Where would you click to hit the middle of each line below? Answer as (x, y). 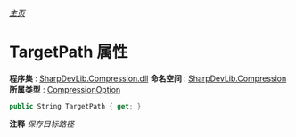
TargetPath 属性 (69, 52)
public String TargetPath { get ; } (75, 106)
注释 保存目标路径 (41, 125)
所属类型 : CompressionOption (65, 89)
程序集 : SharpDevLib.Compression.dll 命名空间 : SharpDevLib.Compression (148, 78)
